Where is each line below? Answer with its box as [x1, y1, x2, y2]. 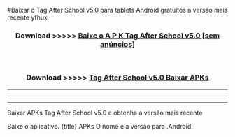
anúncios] [100, 39, 135, 49]
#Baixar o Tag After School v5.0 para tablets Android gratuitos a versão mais [7, 6, 228, 14]
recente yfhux [7, 13, 48, 22]
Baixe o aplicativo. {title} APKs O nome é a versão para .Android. [7, 122, 194, 130]
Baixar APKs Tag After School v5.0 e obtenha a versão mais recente [7, 108, 203, 117]
